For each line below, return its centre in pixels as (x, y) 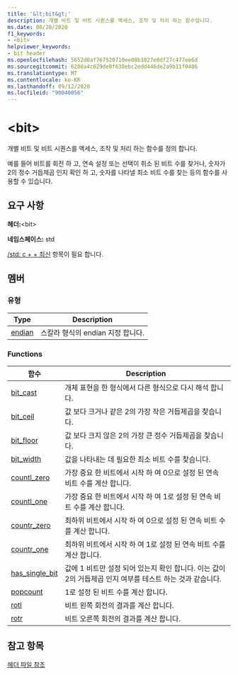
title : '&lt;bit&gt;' (39, 14)
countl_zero (30, 477)
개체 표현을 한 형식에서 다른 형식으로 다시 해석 (137, 387)
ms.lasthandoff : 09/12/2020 (49, 86)
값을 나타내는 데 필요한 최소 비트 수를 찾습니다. (138, 459)
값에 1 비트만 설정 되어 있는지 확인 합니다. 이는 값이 (145, 568)
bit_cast (24, 392)
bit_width (26, 459)
